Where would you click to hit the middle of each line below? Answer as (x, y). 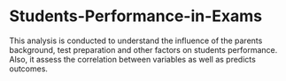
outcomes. (29, 69)
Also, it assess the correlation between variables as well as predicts (133, 59)
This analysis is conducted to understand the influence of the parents (136, 40)
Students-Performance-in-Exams (136, 16)
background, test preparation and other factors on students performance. (143, 49)
